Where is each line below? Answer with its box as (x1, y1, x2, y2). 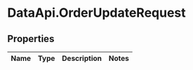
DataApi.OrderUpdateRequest (7, 5, 186, 21)
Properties (7, 33, 55, 45)
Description (62, 54, 102, 63)
